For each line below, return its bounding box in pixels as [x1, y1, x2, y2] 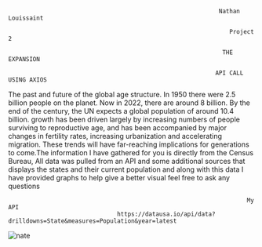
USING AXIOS [8, 76, 47, 84]
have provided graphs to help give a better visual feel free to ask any [8, 173, 230, 182]
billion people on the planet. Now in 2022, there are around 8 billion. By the [8, 98, 251, 107]
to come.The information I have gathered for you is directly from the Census [8, 148, 253, 157]
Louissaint [8, 14, 44, 22]
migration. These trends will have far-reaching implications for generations [8, 140, 249, 149]
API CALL [215, 69, 244, 77]
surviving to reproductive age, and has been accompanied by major [8, 123, 227, 133]
